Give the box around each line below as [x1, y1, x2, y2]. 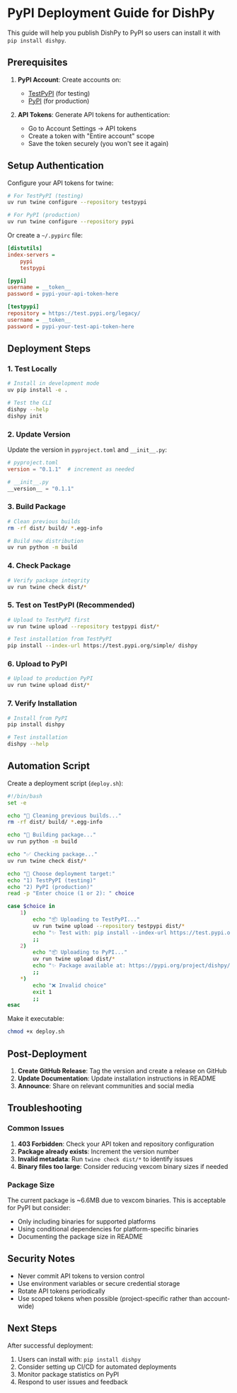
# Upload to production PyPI [7, 675, 93, 682]
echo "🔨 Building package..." [7, 832, 97, 839]
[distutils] [7, 245, 42, 252]
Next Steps [7, 1322, 57, 1334]
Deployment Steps [7, 342, 91, 355]
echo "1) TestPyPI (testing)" [7, 877, 97, 884]
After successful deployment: [7, 1341, 93, 1350]
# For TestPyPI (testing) [7, 192, 83, 199]
